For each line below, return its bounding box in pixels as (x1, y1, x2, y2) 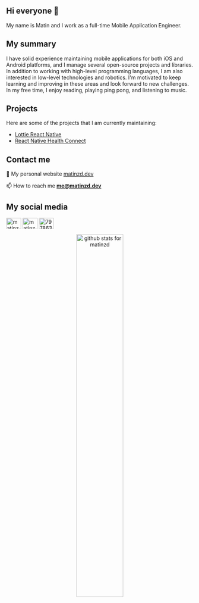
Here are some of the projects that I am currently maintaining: (6, 120, 157, 127)
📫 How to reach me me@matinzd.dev (6, 182, 102, 189)
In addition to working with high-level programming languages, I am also (6, 67, 183, 74)
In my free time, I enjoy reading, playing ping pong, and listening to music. (6, 86, 187, 93)
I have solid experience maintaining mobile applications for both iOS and (6, 55, 183, 62)
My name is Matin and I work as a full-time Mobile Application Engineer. (6, 21, 182, 29)
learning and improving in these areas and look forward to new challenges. (6, 80, 189, 87)
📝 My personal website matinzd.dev (6, 170, 94, 177)
